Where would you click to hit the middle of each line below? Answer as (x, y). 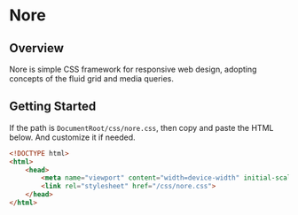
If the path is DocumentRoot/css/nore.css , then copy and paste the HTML (141, 127)
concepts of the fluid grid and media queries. (92, 79)
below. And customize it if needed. (72, 137)
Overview (37, 48)
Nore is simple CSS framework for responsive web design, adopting (133, 69)
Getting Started (53, 107)
